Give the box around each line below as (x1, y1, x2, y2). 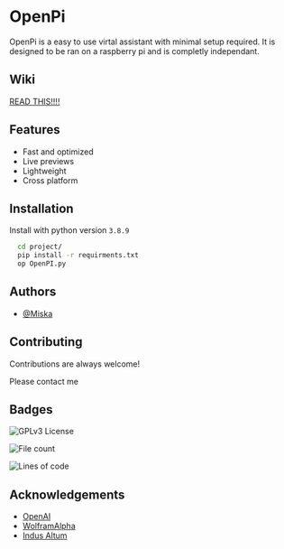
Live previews (22, 155, 75, 166)
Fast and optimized (22, 146, 94, 157)
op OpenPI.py (17, 259, 67, 268)
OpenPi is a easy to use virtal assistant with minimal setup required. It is (9, 36, 276, 47)
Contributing (9, 334, 83, 349)
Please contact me (9, 376, 79, 386)
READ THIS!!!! (9, 96, 60, 107)
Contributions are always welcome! (9, 358, 141, 369)
